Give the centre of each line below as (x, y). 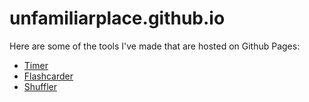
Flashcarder (48, 76)
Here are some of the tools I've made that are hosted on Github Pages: (155, 46)
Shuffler (40, 86)
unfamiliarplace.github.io (117, 18)
